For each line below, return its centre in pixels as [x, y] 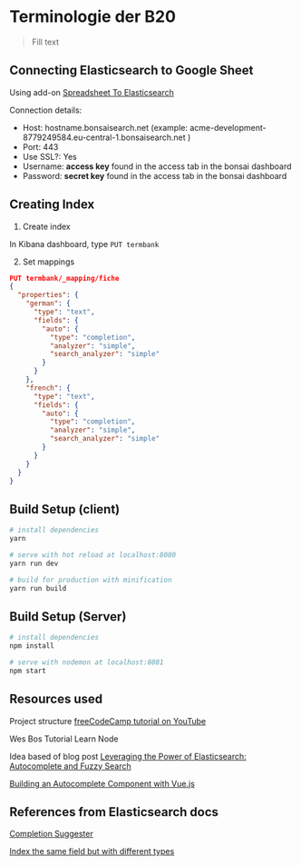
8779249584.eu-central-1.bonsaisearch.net [104, 137]
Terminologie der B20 [93, 17]
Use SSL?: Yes [49, 156]
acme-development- [228, 127]
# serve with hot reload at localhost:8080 [93, 555]
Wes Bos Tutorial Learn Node [64, 739]
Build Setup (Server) [68, 617]
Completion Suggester [51, 834]
